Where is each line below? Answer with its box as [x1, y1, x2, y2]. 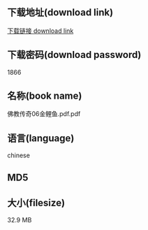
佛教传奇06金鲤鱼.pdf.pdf [7, 110, 81, 118]
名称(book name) [7, 90, 82, 102]
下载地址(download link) [7, 6, 114, 19]
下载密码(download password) [7, 49, 142, 61]
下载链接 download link [7, 27, 74, 35]
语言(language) [7, 132, 75, 144]
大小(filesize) [7, 197, 65, 209]
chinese [7, 151, 30, 159]
